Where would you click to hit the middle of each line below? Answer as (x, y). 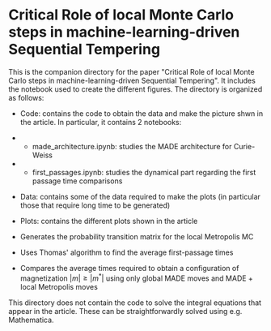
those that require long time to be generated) (95, 205)
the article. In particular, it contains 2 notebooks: (101, 122)
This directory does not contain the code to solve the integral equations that (135, 303)
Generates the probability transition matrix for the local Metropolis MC (137, 236)
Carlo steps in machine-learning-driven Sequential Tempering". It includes (132, 80)
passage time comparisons (77, 181)
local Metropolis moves (59, 286)
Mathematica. (31, 320)
